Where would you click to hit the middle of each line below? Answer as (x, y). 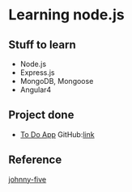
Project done (41, 115)
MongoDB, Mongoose (57, 81)
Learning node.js (66, 15)
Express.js (37, 73)
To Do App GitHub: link (57, 134)
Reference (35, 160)
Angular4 (36, 90)
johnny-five (28, 179)
